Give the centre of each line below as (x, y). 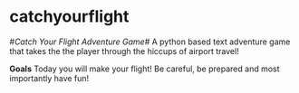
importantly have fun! (49, 78)
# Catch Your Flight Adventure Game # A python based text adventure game (150, 42)
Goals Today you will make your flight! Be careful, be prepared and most (145, 69)
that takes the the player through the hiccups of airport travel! (125, 51)
